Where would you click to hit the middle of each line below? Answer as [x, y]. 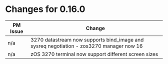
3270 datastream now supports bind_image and [87, 39]
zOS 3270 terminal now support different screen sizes [94, 54]
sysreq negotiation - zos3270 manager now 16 [87, 46]
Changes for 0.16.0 [45, 9]
